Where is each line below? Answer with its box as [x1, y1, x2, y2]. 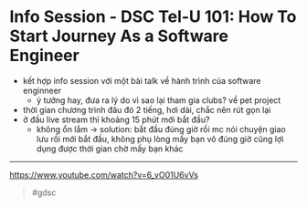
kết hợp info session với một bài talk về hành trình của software [22, 75, 262, 86]
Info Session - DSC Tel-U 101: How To [9, 6, 297, 27]
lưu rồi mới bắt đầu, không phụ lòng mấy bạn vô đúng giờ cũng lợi [36, 133, 284, 144]
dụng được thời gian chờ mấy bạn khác [36, 143, 184, 154]
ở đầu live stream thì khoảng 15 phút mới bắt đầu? [22, 114, 210, 125]
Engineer [9, 46, 79, 66]
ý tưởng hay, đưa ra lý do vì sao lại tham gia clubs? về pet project [36, 94, 281, 106]
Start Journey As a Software [9, 26, 229, 47]
